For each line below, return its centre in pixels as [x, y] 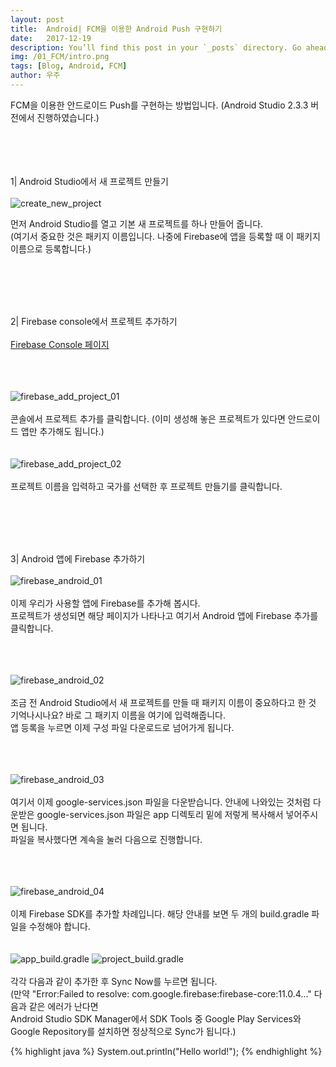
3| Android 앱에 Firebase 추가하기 [78, 558]
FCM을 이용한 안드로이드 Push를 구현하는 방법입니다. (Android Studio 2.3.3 [159, 105]
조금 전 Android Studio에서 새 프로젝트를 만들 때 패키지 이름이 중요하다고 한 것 [163, 702]
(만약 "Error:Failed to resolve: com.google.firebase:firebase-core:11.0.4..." [161, 993]
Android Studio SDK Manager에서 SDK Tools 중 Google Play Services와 [156, 1018]
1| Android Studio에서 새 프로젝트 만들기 [89, 181]
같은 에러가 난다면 [63, 1006]
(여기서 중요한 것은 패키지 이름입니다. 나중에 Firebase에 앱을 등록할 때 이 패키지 [165, 236]
